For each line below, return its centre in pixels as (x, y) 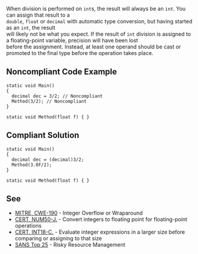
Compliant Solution (43, 135)
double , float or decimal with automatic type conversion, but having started (99, 21)
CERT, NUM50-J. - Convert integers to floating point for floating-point (101, 219)
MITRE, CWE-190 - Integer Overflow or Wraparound (79, 213)
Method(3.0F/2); (32, 165)
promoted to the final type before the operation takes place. (80, 53)
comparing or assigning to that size (58, 238)
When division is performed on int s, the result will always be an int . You (96, 9)
